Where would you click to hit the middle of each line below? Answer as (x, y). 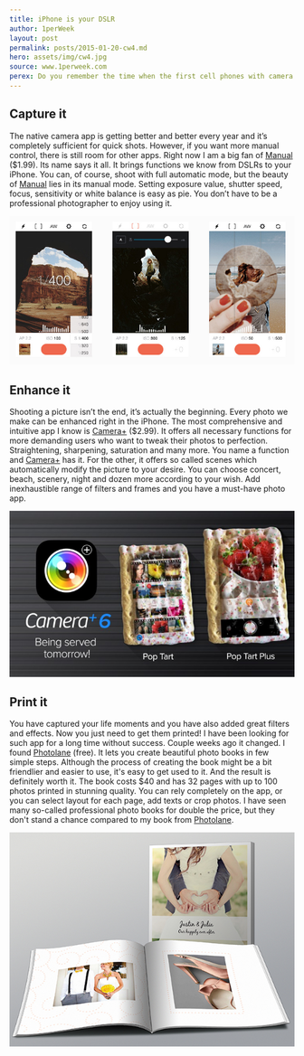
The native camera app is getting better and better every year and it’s (138, 136)
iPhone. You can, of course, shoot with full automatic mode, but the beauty (149, 174)
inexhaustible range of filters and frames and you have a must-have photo (147, 489)
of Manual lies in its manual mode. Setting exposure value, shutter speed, (146, 184)
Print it (28, 702)
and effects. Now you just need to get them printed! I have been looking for (149, 733)
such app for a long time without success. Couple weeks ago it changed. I (147, 743)
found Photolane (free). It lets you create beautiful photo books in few (139, 753)
